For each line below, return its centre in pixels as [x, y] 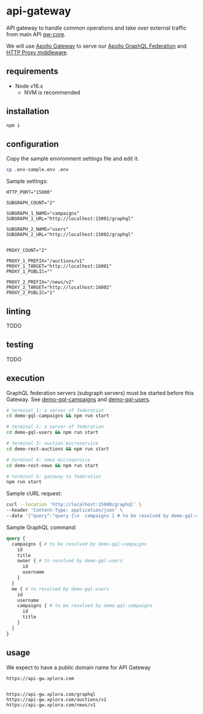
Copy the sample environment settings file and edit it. [73, 159]
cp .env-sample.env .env [37, 170]
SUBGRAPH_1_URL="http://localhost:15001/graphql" [70, 219]
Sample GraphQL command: [41, 527]
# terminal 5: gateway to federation [54, 476]
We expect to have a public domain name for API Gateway [79, 667]
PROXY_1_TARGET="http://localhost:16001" [59, 266]
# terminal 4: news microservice [48, 460]
